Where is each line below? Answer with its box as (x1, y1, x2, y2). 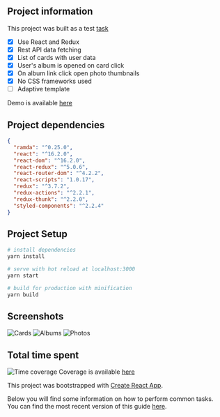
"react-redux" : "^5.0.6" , (13, 163, 89, 170)
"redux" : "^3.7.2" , (13, 183, 70, 190)
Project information (7, 6, 93, 17)
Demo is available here (7, 99, 73, 107)
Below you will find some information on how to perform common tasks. (7, 395, 214, 403)
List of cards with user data (17, 53, 96, 61)
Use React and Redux (17, 38, 80, 46)
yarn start (7, 272, 39, 279)
